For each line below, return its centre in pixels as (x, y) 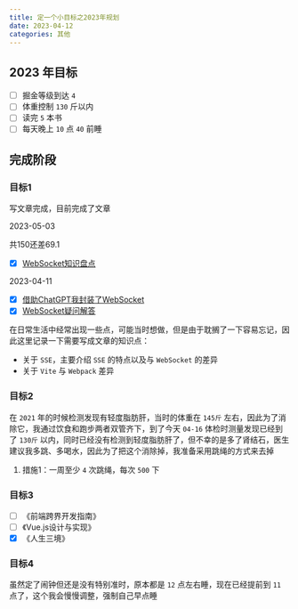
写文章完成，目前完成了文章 (60, 208)
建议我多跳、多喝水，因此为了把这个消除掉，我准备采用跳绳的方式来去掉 (141, 451)
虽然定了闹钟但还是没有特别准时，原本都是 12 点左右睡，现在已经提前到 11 (145, 585)
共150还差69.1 (35, 245)
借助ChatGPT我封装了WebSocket (83, 300)
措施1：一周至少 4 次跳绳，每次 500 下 (91, 469)
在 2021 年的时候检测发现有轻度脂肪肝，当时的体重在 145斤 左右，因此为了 (144, 417)
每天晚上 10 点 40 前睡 (62, 129)
